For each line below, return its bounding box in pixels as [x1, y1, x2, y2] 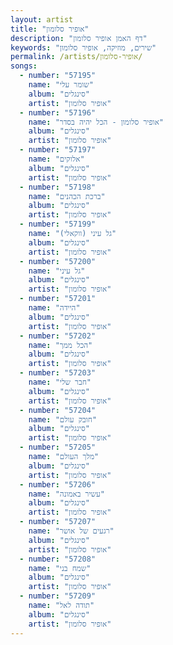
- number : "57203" [19, 368, 97, 378]
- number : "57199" [19, 219, 97, 230]
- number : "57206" [19, 479, 97, 490]
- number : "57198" [19, 182, 97, 192]
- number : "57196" [19, 107, 97, 118]
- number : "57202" [19, 331, 97, 341]
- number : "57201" [19, 294, 97, 304]
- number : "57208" [19, 554, 97, 564]
